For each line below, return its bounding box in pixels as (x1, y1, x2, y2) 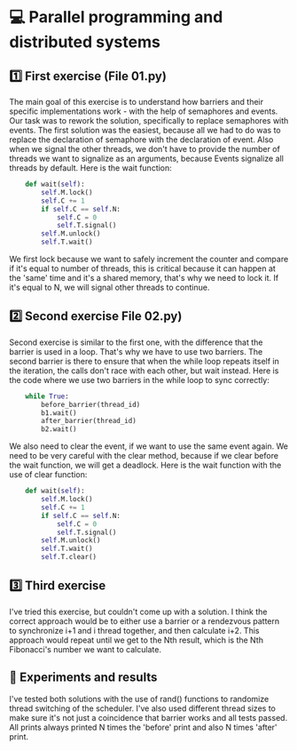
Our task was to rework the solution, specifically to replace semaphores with (9, 116, 289, 125)
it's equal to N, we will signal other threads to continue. (9, 282, 210, 292)
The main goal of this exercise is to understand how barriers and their (9, 97, 264, 107)
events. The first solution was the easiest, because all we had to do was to (9, 125, 281, 135)
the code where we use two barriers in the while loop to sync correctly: (9, 374, 270, 385)
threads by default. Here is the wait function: (9, 163, 173, 173)
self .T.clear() (41, 553, 98, 562)
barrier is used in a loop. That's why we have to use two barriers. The (9, 346, 263, 356)
